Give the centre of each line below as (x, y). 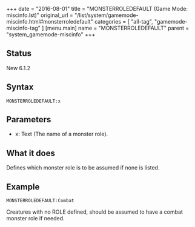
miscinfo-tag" (23, 28)
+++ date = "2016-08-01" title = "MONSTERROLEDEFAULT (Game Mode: (97, 9)
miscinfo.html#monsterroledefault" (50, 21)
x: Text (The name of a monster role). (61, 134)
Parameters (29, 120)
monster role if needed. (35, 219)
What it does (31, 153)
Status (19, 54)
